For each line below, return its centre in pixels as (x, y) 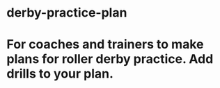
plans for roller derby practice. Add (110, 59)
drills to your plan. (60, 74)
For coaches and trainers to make (105, 45)
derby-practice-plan (67, 13)
